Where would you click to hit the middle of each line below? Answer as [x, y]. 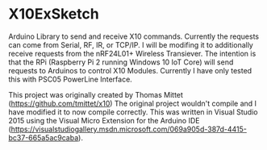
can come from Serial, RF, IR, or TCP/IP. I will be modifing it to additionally [131, 44]
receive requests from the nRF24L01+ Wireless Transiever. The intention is [132, 53]
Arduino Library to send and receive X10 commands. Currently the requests [134, 36]
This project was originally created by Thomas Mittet [96, 94]
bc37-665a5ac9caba [44, 137]
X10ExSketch [54, 14]
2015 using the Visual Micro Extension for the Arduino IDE [104, 120]
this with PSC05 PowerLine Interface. [71, 79]
